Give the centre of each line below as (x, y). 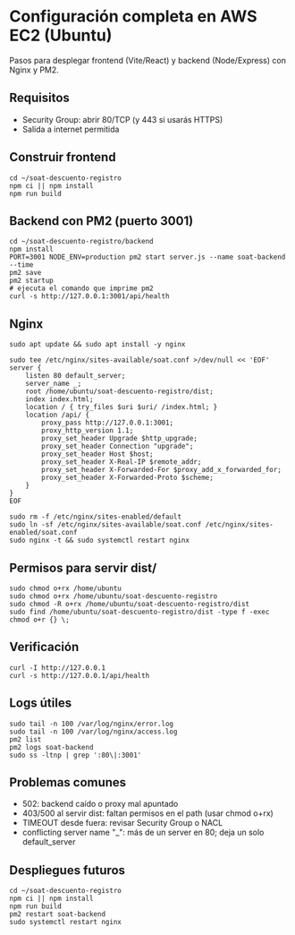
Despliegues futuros (67, 870)
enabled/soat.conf (43, 533)
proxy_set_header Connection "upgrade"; (118, 446)
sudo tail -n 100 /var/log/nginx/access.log (93, 732)
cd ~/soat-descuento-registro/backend (81, 242)
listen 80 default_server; (76, 376)
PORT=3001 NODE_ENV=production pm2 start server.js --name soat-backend (147, 257)
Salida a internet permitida (71, 129)
